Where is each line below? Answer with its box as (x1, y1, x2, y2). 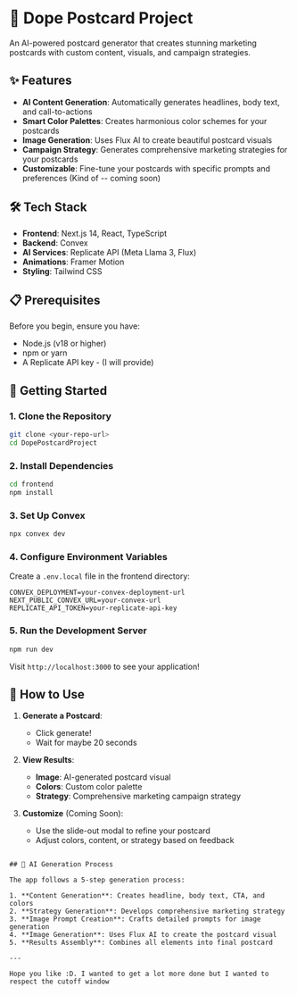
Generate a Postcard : (21, 710, 103, 722)
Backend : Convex (21, 237, 88, 248)
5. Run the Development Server (9, 624, 147, 637)
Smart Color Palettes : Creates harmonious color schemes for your (21, 115, 268, 126)
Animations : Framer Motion (21, 256, 125, 267)
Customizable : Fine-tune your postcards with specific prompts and (21, 163, 270, 173)
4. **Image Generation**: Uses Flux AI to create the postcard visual (9, 931, 277, 940)
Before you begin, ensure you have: (9, 321, 140, 331)
